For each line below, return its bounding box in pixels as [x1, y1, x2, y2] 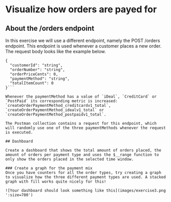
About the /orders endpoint [5, 24, 95, 33]
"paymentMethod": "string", [10, 76, 70, 81]
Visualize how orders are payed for [5, 4, 157, 15]
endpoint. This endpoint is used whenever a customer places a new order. [5, 43, 162, 49]
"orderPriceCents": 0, [10, 72, 58, 77]
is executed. [5, 130, 33, 135]
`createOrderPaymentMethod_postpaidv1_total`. [5, 112, 106, 117]
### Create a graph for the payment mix [5, 166, 93, 171]
